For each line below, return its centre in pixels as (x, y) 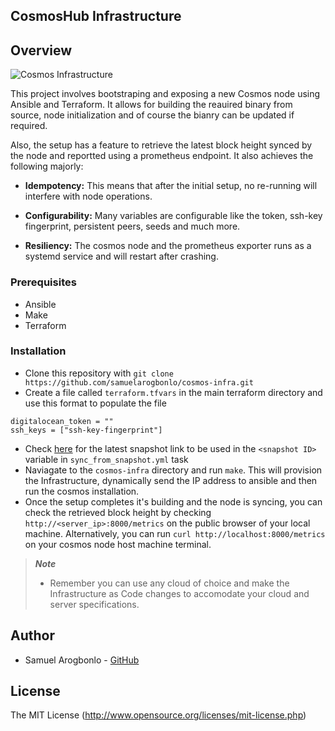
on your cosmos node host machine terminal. (118, 544)
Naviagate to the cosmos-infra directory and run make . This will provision (173, 470)
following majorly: (47, 166)
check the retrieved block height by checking (118, 512)
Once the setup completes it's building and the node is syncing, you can (173, 501)
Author (32, 635)
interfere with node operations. (88, 196)
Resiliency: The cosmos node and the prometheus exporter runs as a (168, 246)
